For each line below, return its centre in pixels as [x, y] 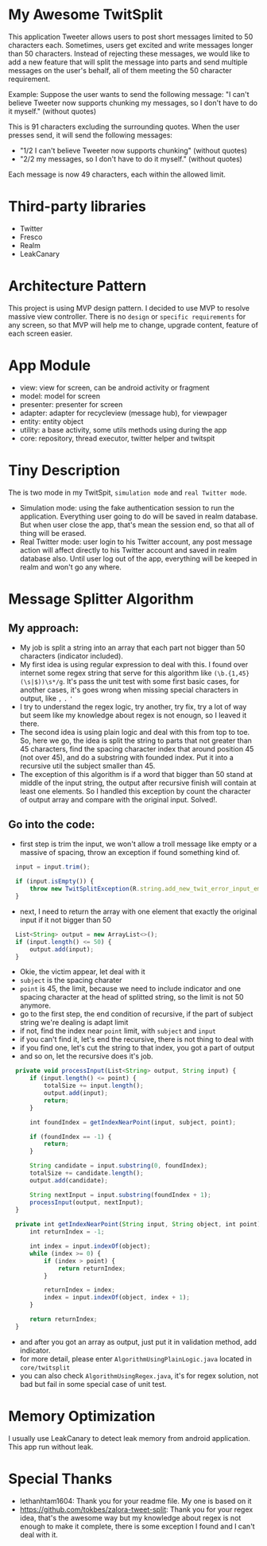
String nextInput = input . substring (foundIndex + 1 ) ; [120, 1194]
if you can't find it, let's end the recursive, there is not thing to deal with [137, 1039]
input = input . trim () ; [53, 867]
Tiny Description [64, 470]
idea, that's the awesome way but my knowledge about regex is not [130, 1517]
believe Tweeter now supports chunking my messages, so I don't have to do [133, 103]
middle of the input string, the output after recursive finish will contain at [138, 783]
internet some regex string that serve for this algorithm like [116, 673]
